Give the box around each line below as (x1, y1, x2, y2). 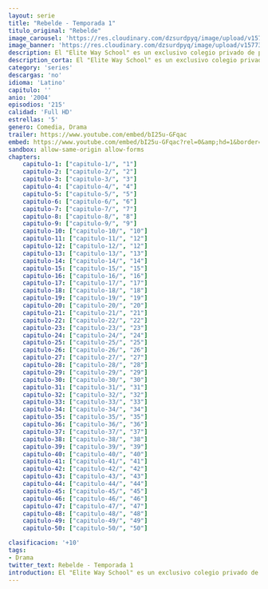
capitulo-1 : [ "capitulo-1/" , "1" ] (22, 161, 137, 169)
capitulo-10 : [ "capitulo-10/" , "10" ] (22, 227, 148, 236)
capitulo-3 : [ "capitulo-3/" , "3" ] (22, 175, 137, 184)
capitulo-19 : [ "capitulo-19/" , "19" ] (22, 294, 148, 302)
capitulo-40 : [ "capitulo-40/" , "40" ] (22, 450, 148, 458)
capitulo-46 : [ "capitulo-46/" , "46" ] (22, 495, 148, 503)
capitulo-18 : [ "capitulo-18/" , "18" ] (22, 287, 148, 295)
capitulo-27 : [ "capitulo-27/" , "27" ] (22, 353, 148, 362)
